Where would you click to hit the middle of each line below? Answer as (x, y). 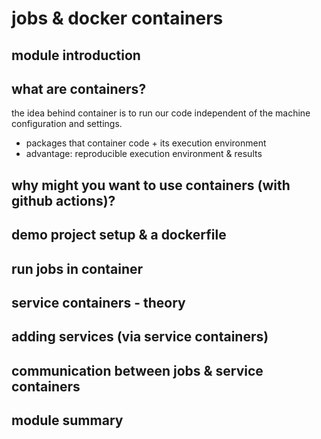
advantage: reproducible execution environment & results (144, 154)
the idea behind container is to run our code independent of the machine (161, 113)
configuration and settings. (67, 124)
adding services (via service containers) (140, 337)
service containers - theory (98, 302)
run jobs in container (77, 268)
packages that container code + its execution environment (146, 143)
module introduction (76, 55)
